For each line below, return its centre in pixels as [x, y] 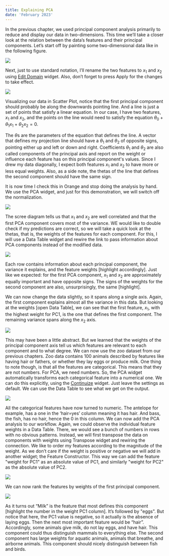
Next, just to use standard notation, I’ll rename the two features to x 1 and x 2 [83, 71]
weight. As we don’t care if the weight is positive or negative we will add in [83, 451]
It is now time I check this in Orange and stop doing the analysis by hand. [81, 186]
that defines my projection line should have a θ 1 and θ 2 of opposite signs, [82, 141]
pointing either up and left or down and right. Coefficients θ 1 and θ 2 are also [84, 148]
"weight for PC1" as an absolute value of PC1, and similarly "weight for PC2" [85, 462]
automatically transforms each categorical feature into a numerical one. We [84, 378]
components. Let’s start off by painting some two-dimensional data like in [82, 45]
